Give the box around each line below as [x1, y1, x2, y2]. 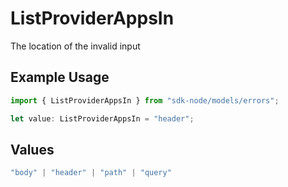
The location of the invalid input [10, 40, 141, 52]
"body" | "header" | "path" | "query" [10, 168, 172, 178]
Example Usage [10, 69, 110, 86]
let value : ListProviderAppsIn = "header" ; [10, 113, 195, 124]
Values [10, 141, 55, 158]
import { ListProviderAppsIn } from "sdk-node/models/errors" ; [10, 95, 280, 106]
